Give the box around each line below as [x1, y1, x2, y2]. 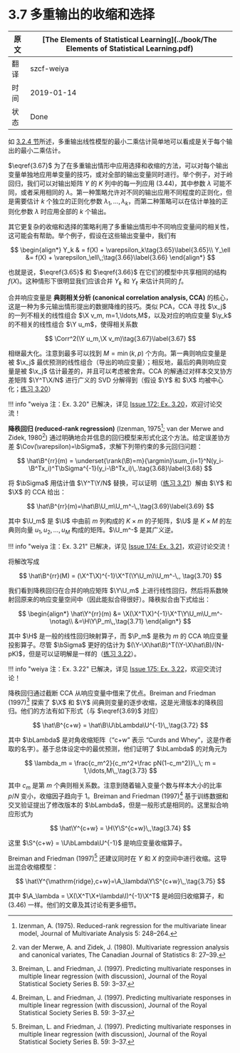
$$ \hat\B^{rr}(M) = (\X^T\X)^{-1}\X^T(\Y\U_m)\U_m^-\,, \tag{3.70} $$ [19, 571, 222, 580]
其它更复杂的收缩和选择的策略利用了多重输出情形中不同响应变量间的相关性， [8, 222, 233, 230]
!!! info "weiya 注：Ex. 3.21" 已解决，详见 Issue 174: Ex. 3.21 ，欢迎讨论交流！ [8, 541, 232, 550]
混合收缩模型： [14, 863, 58, 871]
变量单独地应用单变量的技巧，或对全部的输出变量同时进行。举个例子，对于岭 [8, 170, 233, 178]
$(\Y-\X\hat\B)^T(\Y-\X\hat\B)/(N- [126, 640, 224, 649]
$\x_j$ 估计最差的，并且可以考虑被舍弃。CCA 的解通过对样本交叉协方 [28, 367, 233, 375]
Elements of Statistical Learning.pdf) [66, 44, 194, 54]
